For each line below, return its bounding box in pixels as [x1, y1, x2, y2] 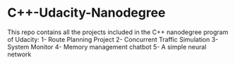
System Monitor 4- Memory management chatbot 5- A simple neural [7, 42, 207, 51]
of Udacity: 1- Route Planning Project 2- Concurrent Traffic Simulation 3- [7, 35, 219, 43]
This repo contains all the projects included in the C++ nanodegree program [7, 28, 229, 36]
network [7, 50, 32, 58]
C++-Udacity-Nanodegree [7, 5, 166, 21]
